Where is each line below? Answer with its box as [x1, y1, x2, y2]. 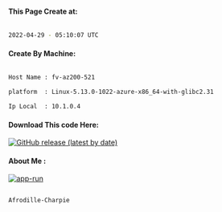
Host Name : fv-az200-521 [8, 73, 95, 82]
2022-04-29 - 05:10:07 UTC [8, 31, 99, 39]
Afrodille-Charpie [8, 197, 70, 205]
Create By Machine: [8, 48, 76, 58]
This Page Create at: [8, 6, 78, 16]
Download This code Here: [8, 120, 99, 129]
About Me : [8, 156, 47, 165]
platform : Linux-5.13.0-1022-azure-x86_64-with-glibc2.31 [8, 88, 215, 96]
